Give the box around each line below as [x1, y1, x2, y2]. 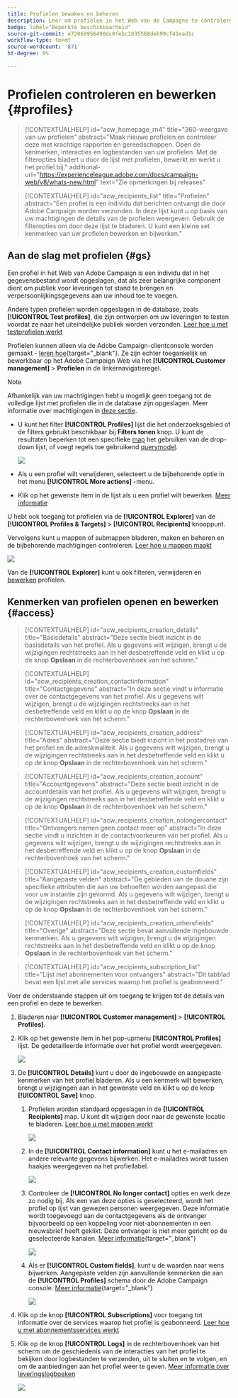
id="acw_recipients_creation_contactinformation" [24, 677, 169, 686]
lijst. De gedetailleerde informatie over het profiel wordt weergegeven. [17, 1042, 222, 1050]
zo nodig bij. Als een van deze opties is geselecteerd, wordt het [28, 1197, 214, 1205]
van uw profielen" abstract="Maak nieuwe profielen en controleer [24, 133, 217, 141]
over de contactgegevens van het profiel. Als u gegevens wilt [24, 692, 204, 701]
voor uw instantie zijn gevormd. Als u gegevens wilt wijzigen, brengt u [24, 890, 229, 898]
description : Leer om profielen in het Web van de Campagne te [7, 17, 198, 24]
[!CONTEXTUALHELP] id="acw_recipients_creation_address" [24, 728, 203, 737]
